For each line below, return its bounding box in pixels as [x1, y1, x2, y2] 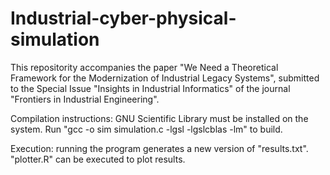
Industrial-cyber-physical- [10, 7, 237, 30]
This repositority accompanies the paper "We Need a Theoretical [10, 61, 279, 73]
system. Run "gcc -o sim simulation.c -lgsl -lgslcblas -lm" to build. [10, 123, 283, 135]
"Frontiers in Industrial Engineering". [10, 93, 160, 105]
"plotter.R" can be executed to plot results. [10, 153, 186, 165]
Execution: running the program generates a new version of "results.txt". [10, 142, 309, 154]
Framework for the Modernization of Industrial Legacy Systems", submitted [10, 72, 320, 84]
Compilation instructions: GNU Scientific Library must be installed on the [10, 112, 309, 124]
